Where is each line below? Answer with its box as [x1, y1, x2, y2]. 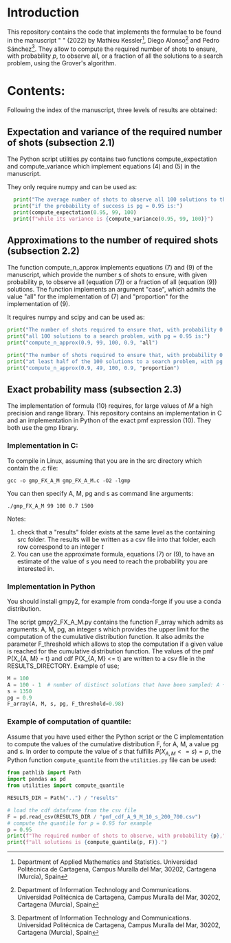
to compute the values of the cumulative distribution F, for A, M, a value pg [7, 739, 219, 748]
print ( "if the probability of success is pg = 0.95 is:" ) [13, 202, 184, 209]
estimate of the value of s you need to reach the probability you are [16, 557, 208, 565]
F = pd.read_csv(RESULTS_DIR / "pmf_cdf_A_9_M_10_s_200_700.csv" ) [7, 813, 201, 820]
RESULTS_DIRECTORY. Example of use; [7, 662, 120, 670]
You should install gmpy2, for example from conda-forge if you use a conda [7, 597, 221, 605]
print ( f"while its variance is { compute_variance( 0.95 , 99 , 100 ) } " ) [13, 215, 214, 222]
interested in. [16, 564, 55, 572]
